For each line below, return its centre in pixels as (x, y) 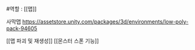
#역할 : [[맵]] (21, 9)
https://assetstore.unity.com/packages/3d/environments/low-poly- (105, 22)
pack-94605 (22, 28)
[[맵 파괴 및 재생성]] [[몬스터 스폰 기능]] (53, 41)
